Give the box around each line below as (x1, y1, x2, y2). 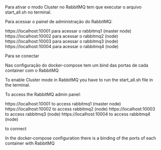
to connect (5, 126, 27, 132)
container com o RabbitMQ (5, 67, 59, 73)
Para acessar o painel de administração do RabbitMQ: (5, 19, 113, 24)
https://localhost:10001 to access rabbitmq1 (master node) (5, 101, 121, 106)
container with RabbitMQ (5, 140, 55, 146)
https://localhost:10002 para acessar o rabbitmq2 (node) (5, 33, 118, 39)
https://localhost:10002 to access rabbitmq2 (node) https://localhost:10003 (5, 106, 155, 112)
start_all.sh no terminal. (5, 9, 52, 15)
